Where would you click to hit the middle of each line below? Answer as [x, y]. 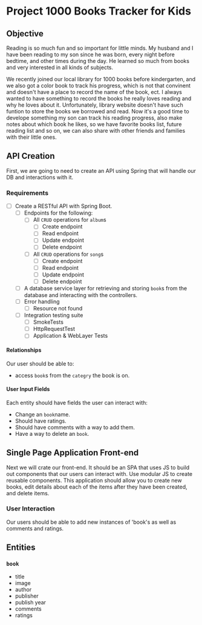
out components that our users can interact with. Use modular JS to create [99, 473]
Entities [21, 548]
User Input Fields [28, 389]
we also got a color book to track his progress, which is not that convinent [99, 85]
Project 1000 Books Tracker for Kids [99, 11]
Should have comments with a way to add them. [75, 427]
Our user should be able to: [40, 363]
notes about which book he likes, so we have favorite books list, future [94, 124]
